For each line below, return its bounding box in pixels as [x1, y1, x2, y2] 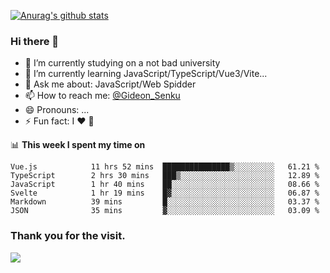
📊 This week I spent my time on [10, 139, 146, 151]
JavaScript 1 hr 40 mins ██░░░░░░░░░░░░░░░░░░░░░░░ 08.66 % [10, 180, 320, 190]
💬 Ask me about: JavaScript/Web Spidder [24, 78, 197, 90]
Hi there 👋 [10, 34, 60, 48]
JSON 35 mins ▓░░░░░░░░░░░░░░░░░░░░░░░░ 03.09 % [10, 206, 320, 216]
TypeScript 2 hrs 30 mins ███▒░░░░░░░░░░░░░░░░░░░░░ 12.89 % [10, 171, 320, 181]
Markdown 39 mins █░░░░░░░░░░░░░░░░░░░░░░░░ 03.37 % [10, 197, 320, 207]
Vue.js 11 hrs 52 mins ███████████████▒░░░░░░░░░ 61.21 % [10, 162, 320, 172]
